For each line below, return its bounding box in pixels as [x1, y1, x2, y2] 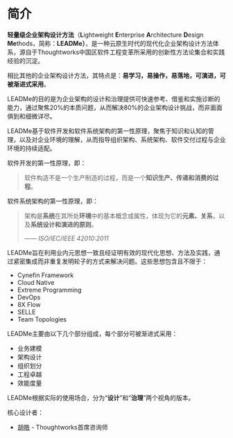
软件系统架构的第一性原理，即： [7, 197, 98, 205]
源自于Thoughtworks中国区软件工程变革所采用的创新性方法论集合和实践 [19, 48, 225, 56]
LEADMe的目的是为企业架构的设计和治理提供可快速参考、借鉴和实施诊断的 [7, 94, 221, 103]
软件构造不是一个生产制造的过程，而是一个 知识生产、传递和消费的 [24, 173, 213, 182]
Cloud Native [17, 278, 55, 286]
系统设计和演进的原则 [30, 220, 92, 229]
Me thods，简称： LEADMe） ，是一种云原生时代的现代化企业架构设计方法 [7, 39, 213, 47]
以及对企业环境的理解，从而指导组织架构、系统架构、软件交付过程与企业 [19, 135, 226, 143]
